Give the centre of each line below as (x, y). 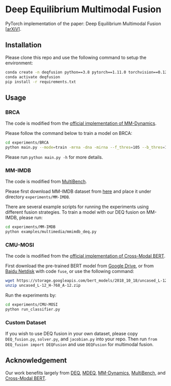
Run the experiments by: (31, 295)
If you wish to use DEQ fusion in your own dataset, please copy (72, 333)
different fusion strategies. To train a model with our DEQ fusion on (75, 212)
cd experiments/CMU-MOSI (32, 304)
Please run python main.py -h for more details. (54, 157)
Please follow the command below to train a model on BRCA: (69, 133)
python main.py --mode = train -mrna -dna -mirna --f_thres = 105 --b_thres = (85, 147)
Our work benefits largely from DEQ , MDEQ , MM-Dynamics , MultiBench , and (85, 373)
